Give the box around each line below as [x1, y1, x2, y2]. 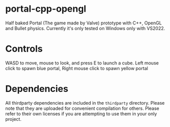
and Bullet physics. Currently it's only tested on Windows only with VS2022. [5, 25, 165, 31]
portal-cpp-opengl [5, 3, 87, 15]
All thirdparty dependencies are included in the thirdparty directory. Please [5, 100, 165, 106]
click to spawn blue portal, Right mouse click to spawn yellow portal [5, 65, 148, 71]
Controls [5, 43, 43, 55]
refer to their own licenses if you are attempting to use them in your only [5, 110, 157, 117]
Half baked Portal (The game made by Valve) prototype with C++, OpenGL [5, 20, 162, 26]
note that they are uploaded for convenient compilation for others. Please [5, 105, 159, 111]
